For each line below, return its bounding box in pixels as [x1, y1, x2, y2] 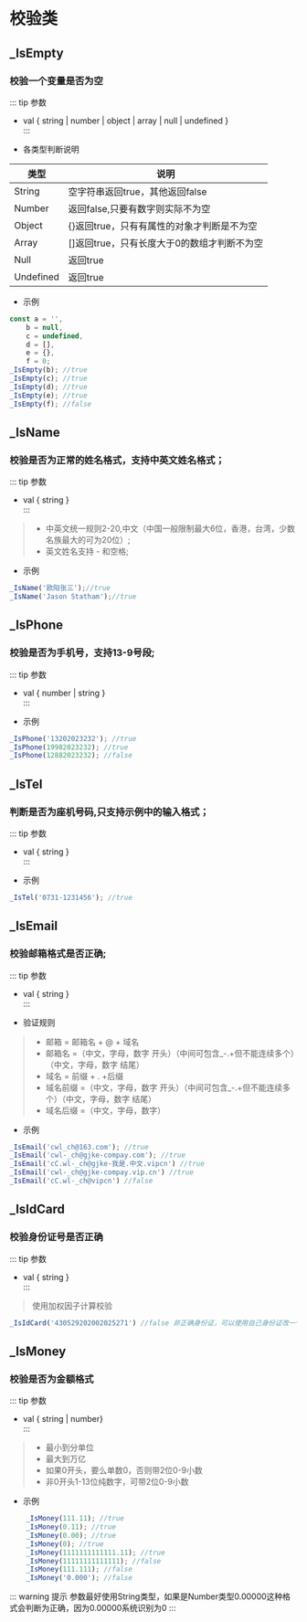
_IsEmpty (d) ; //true [9, 382, 89, 391]
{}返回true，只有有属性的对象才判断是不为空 [68, 219, 258, 232]
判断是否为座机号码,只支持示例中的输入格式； [9, 805, 210, 818]
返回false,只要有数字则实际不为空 [68, 202, 211, 215]
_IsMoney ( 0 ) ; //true [26, 1539, 104, 1549]
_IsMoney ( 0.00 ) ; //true [26, 1531, 117, 1540]
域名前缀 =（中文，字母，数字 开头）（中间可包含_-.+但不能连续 [45, 1082, 283, 1093]
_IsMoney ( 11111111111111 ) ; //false [26, 1556, 162, 1565]
